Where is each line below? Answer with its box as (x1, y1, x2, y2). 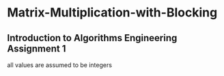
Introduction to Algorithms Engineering (7, 32, 178, 44)
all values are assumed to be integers (7, 61, 113, 69)
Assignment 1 (7, 42, 66, 54)
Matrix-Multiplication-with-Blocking (7, 5, 218, 21)
